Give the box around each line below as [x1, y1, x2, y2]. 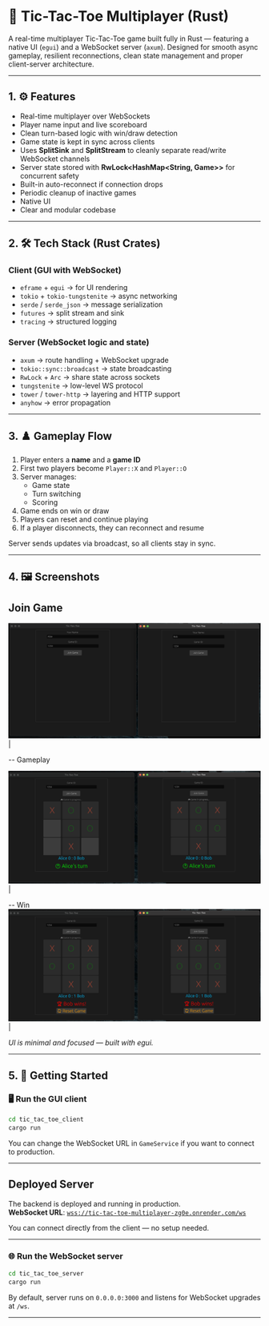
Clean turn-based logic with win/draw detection [19, 128, 179, 138]
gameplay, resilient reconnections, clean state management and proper [8, 50, 243, 60]
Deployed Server [8, 1178, 94, 1191]
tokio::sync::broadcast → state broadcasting [19, 364, 172, 373]
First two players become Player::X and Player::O [19, 463, 187, 473]
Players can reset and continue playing [19, 514, 149, 524]
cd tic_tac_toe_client [8, 1115, 84, 1124]
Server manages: [19, 472, 77, 482]
